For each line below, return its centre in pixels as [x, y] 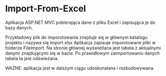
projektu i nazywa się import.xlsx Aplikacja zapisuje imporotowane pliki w [81, 42]
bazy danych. [19, 27]
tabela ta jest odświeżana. [32, 58]
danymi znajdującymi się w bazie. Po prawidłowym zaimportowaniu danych [83, 53]
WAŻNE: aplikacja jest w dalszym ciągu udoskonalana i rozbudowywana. [80, 68]
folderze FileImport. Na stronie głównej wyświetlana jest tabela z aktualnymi [83, 48]
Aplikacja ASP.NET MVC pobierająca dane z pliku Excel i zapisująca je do [80, 22]
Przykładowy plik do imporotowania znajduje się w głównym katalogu [77, 37]
